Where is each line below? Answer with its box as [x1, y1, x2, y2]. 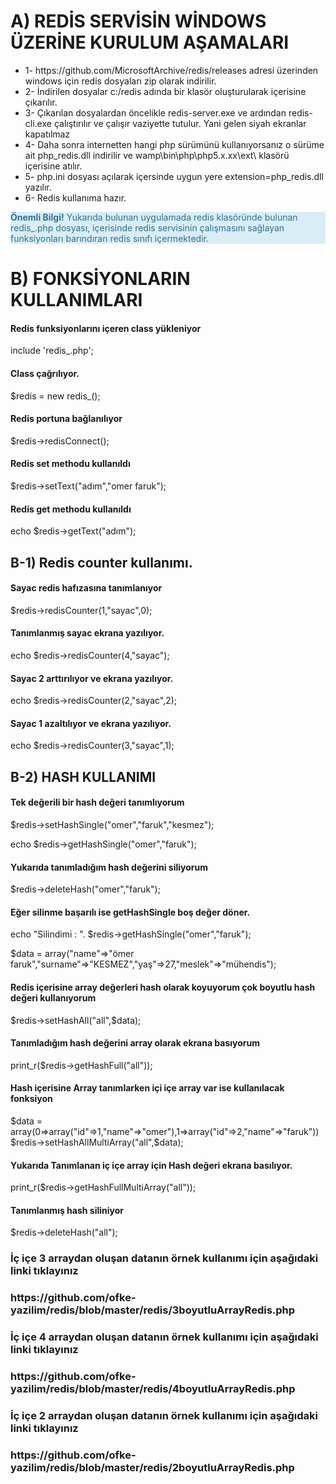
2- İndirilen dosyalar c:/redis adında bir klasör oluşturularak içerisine [24, 85, 307, 97]
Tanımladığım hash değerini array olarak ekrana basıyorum [10, 1037, 261, 1049]
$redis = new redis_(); [10, 390, 101, 402]
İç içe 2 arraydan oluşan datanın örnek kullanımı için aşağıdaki [10, 1408, 318, 1422]
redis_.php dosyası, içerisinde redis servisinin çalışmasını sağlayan [10, 221, 285, 234]
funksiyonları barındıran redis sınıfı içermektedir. [10, 232, 209, 244]
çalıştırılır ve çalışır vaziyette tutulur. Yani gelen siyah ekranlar [53, 117, 307, 129]
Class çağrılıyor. [10, 367, 80, 379]
